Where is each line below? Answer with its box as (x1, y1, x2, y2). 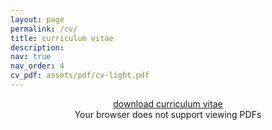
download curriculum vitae (113, 97, 223, 110)
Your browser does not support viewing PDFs (74, 108, 262, 120)
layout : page (10, 14, 65, 25)
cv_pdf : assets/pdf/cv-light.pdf (10, 71, 150, 81)
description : (10, 42, 65, 53)
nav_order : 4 (10, 61, 65, 71)
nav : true (10, 52, 52, 62)
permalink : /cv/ (10, 24, 78, 34)
